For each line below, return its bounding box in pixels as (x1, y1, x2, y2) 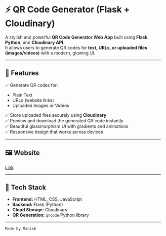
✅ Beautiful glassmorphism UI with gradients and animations (5, 123, 128, 129)
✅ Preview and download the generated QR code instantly (5, 117, 124, 124)
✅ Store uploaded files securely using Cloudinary (5, 112, 107, 118)
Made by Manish (5, 226, 37, 232)
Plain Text (12, 92, 33, 98)
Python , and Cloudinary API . (5, 39, 65, 45)
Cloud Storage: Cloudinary (12, 207, 68, 213)
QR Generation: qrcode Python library (12, 212, 89, 218)
